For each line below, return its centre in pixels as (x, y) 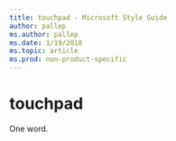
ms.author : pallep (44, 34)
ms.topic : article (44, 51)
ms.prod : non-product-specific (68, 59)
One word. (29, 128)
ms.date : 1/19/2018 (46, 43)
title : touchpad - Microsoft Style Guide (88, 18)
